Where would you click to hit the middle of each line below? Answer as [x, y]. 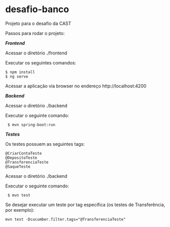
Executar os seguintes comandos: [41, 62]
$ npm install [20, 72]
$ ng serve [17, 76]
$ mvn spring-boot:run [31, 125]
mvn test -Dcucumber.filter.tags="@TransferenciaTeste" [65, 219]
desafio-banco [37, 9]
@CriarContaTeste [24, 153]
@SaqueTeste [18, 167]
